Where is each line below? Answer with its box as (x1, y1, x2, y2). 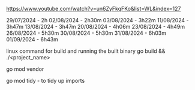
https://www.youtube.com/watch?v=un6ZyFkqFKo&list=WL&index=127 (6, 5, 181, 12)
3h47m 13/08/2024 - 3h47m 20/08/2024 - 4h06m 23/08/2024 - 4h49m (6, 23, 185, 30)
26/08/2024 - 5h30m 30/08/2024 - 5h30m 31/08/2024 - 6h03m (6, 29, 167, 37)
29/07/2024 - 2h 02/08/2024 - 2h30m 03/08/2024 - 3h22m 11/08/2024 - (6, 17, 189, 23)
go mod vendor (6, 65, 44, 73)
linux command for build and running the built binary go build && (6, 47, 166, 55)
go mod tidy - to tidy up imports (6, 77, 85, 84)
